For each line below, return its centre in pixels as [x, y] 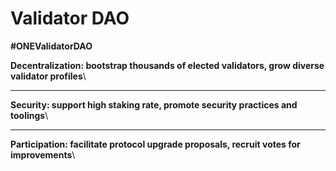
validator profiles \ [48, 76]
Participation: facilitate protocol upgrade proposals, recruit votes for [155, 144]
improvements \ [43, 154]
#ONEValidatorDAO [51, 46]
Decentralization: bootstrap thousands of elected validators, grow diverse [167, 65]
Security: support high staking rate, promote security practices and [154, 104]
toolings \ [29, 115]
